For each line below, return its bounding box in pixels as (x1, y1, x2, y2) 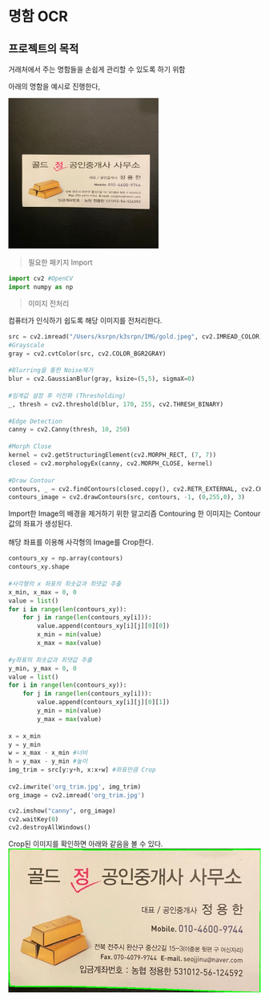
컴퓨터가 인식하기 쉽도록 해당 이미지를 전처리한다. (8, 315, 163, 325)
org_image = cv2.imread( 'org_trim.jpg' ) (8, 791, 146, 799)
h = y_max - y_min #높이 (8, 757, 88, 766)
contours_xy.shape (8, 563, 70, 571)
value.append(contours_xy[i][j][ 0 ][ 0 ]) (37, 622, 171, 630)
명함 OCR (8, 7, 68, 26)
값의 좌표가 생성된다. (8, 519, 73, 529)
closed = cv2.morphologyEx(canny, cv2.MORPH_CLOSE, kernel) (8, 459, 214, 468)
